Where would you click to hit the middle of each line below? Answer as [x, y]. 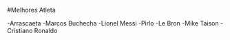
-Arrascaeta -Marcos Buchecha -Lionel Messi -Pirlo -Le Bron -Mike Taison [113, 23]
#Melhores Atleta [32, 10]
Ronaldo [46, 31]
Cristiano [20, 31]
